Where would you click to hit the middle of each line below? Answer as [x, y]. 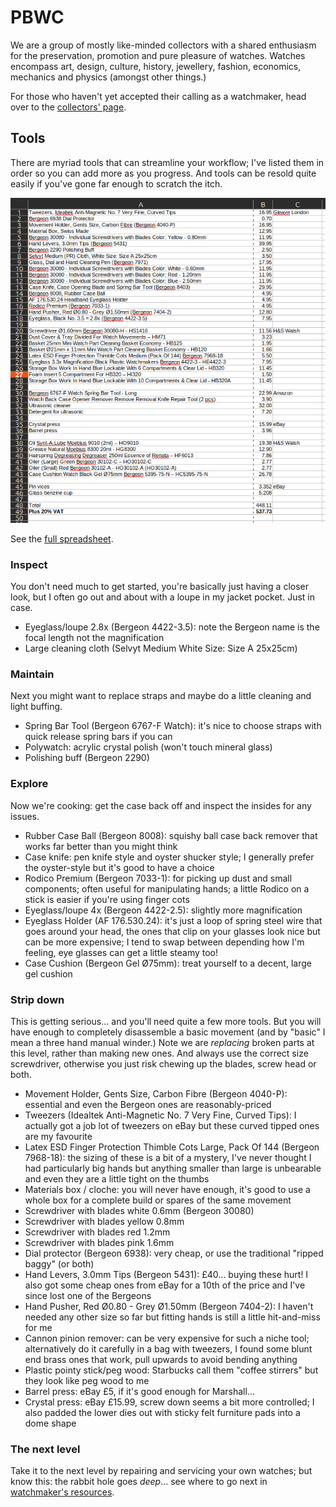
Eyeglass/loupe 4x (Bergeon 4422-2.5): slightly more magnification [163, 910]
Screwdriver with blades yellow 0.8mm [104, 1222]
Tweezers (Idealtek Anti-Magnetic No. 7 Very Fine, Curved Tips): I [160, 1115]
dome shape [50, 1423]
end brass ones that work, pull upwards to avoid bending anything [161, 1360]
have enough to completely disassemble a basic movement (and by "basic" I [168, 1032]
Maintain [32, 674]
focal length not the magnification [94, 638]
